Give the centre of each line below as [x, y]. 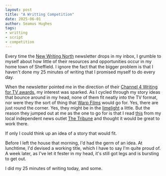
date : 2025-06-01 [23, 19]
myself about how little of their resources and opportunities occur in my [79, 61]
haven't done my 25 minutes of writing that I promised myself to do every [80, 72]
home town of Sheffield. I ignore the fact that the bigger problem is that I [79, 66]
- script [14, 38]
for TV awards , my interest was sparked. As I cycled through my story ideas [83, 92]
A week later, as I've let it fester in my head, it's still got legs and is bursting [82, 153]
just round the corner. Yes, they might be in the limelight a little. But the [78, 108]
